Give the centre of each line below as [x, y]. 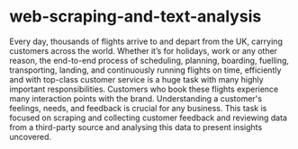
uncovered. [31, 136]
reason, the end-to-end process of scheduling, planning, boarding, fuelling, [149, 60]
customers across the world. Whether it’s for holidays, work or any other [143, 50]
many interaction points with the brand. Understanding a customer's [136, 98]
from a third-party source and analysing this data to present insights [136, 127]
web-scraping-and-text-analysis [135, 17]
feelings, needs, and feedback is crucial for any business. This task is [138, 108]
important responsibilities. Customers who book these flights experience [144, 89]
